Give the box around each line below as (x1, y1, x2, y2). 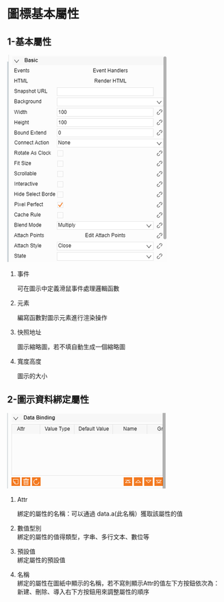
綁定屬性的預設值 (16, 555, 66, 564)
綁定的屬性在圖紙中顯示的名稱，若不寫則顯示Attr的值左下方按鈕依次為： (16, 579, 220, 587)
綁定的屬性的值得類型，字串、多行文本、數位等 (16, 533, 149, 541)
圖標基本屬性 (7, 6, 80, 22)
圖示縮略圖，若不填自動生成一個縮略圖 (16, 343, 125, 351)
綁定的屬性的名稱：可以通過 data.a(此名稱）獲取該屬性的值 (16, 509, 183, 518)
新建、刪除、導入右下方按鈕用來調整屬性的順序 (16, 588, 149, 596)
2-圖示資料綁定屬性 (7, 394, 90, 406)
